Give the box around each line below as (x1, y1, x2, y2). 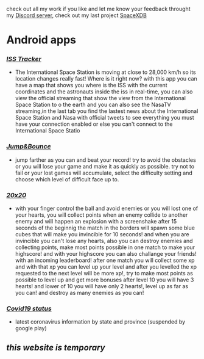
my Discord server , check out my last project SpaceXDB (6, 12, 147, 19)
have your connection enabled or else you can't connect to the (15, 120, 173, 128)
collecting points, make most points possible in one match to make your (15, 244, 195, 251)
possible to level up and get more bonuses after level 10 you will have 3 (15, 276, 194, 283)
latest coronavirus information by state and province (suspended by (15, 318, 186, 325)
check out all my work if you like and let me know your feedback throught (6, 5, 191, 12)
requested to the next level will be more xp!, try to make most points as (15, 270, 193, 277)
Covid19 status (6, 305, 52, 313)
